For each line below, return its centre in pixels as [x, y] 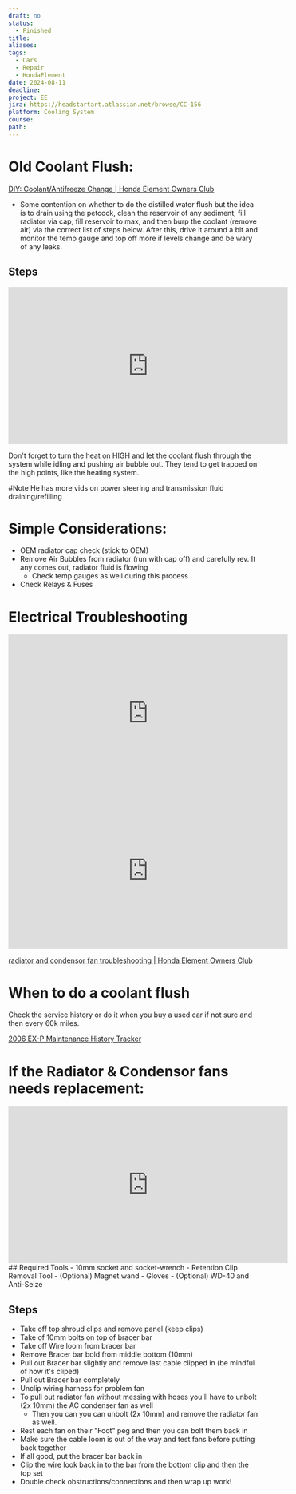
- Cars [26, 61]
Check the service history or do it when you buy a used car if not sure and [130, 1015]
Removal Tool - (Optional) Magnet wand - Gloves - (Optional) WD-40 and [129, 1276]
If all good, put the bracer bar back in [81, 1456]
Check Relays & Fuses [56, 585]
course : [21, 120]
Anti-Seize [26, 1285]
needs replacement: [77, 1088]
